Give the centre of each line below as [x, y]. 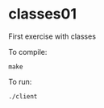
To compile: [28, 52]
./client [23, 96]
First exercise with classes [52, 36]
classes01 [42, 14]
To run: [20, 81]
